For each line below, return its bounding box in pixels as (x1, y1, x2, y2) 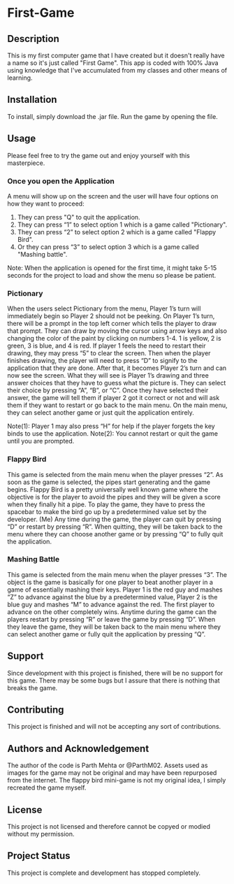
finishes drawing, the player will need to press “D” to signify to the (7, 357, 198, 365)
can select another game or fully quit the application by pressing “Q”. (7, 629, 206, 638)
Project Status (7, 850, 71, 862)
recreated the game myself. (7, 783, 87, 792)
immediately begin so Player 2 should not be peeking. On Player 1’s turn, (7, 312, 215, 320)
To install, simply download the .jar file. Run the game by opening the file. (7, 112, 218, 120)
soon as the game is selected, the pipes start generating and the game (7, 478, 211, 486)
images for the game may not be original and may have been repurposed (7, 769, 217, 777)
